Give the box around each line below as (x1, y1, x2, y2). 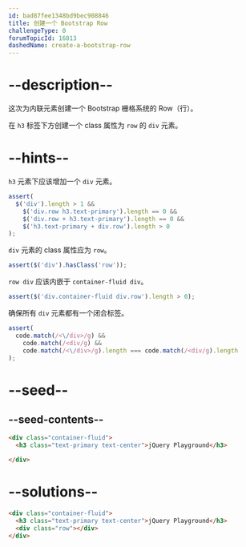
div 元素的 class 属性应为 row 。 (8, 245, 111, 255)
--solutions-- (8, 483, 99, 501)
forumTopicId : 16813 (8, 34, 78, 42)
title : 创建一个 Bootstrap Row (8, 19, 108, 27)
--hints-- (8, 149, 70, 167)
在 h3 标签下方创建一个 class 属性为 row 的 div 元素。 (8, 121, 183, 131)
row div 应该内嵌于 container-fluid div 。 (8, 277, 148, 287)
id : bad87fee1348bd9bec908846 (8, 11, 110, 20)
